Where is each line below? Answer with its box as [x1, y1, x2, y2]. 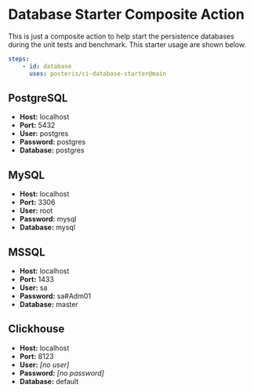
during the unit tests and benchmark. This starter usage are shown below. [8, 39, 247, 49]
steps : [8, 55, 30, 63]
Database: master [19, 300, 78, 309]
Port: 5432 [19, 120, 56, 130]
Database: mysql [19, 222, 76, 233]
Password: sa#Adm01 [19, 291, 92, 300]
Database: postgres [19, 145, 85, 155]
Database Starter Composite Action [8, 5, 245, 24]
